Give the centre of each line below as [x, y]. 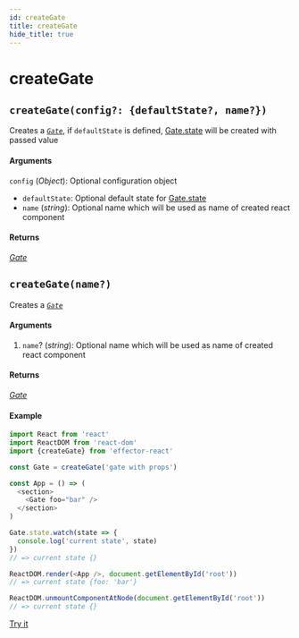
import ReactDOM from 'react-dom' [74, 443]
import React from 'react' [59, 435]
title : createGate [43, 26]
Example [26, 415]
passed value [34, 140]
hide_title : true [42, 34]
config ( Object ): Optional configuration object [93, 181]
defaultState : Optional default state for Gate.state [114, 198]
